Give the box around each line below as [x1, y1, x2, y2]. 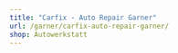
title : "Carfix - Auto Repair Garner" [9, 13, 157, 22]
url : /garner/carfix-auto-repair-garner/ [9, 22, 170, 31]
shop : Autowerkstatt [9, 30, 89, 39]
